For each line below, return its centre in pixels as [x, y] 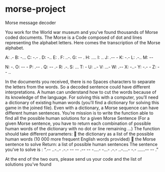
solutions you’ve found [28, 164]
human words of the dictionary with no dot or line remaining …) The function [82, 128]
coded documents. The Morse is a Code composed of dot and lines [74, 37]
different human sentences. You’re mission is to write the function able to [79, 113]
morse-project [35, 9]
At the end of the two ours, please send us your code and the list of [73, 159]
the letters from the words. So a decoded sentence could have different [78, 86]
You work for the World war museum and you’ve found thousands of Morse [82, 32]
